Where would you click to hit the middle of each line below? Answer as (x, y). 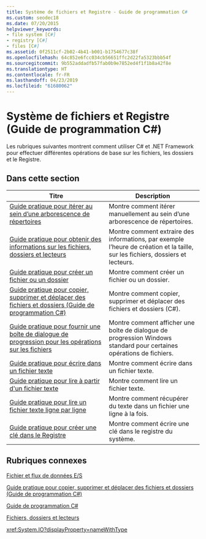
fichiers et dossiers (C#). (145, 309)
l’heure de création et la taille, (151, 247)
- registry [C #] (27, 40)
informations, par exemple (147, 239)
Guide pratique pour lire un (48, 402)
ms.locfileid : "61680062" (39, 86)
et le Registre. (24, 159)
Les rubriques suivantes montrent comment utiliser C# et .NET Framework (100, 146)
